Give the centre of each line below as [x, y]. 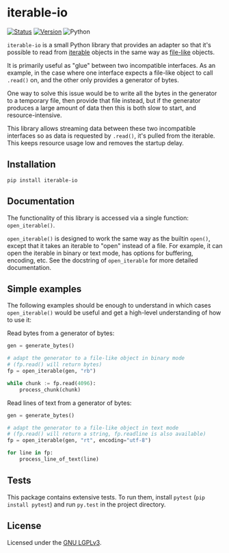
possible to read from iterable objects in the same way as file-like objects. [111, 52]
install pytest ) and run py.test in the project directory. [86, 504]
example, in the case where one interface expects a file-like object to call [110, 73]
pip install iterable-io [42, 180]
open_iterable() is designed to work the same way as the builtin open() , [109, 238]
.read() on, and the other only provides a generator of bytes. [93, 79]
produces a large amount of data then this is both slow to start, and [102, 108]
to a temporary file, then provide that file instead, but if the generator [104, 100]
